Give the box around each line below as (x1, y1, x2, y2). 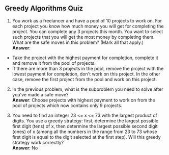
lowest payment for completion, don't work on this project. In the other (12, 71, 161, 77)
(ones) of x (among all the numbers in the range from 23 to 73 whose (12, 128, 157, 135)
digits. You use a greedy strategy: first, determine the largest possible (12, 117, 159, 124)
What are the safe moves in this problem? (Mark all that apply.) (12, 39, 144, 45)
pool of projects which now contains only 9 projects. (12, 102, 123, 109)
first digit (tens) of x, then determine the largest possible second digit (12, 123, 158, 129)
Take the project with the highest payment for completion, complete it (12, 55, 158, 61)
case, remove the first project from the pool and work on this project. (12, 76, 157, 82)
